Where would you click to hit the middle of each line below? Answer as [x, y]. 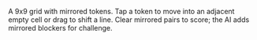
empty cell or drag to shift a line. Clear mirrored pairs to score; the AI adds [129, 20]
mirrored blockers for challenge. [60, 28]
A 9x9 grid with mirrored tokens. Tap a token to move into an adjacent [121, 11]
